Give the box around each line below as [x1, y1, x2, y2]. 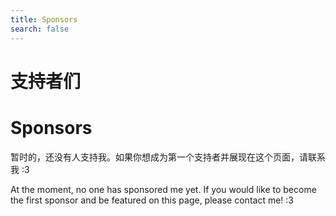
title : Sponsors [10, 14, 78, 25]
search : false [10, 24, 70, 34]
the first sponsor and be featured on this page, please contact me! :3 [10, 194, 294, 206]
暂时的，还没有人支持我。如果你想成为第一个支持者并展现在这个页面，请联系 [10, 151, 326, 163]
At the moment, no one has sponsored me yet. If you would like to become [10, 183, 317, 195]
